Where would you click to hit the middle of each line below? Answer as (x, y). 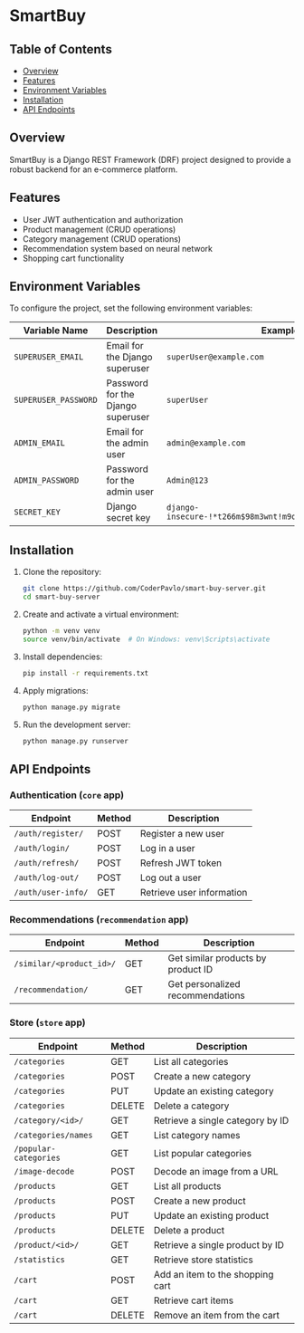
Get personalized (204, 984)
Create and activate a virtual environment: (100, 614)
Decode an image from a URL (216, 1171)
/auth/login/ (42, 849)
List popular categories (202, 1153)
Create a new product (199, 1201)
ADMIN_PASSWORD (47, 480)
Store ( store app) (47, 1022)
